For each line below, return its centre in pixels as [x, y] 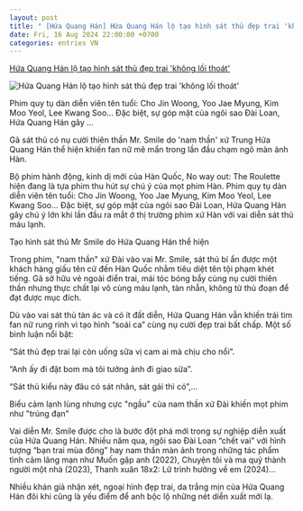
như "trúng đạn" [39, 414]
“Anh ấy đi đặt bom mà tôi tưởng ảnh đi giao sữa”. [101, 370]
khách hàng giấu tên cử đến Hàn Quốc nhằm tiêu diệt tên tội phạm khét [142, 269]
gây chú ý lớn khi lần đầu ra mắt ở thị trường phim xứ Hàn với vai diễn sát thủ [151, 215]
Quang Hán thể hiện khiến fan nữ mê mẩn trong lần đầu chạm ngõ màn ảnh [149, 150]
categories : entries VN [54, 43]
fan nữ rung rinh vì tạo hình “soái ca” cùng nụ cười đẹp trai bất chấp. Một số [150, 324]
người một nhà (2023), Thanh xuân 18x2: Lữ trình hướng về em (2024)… [143, 470]
